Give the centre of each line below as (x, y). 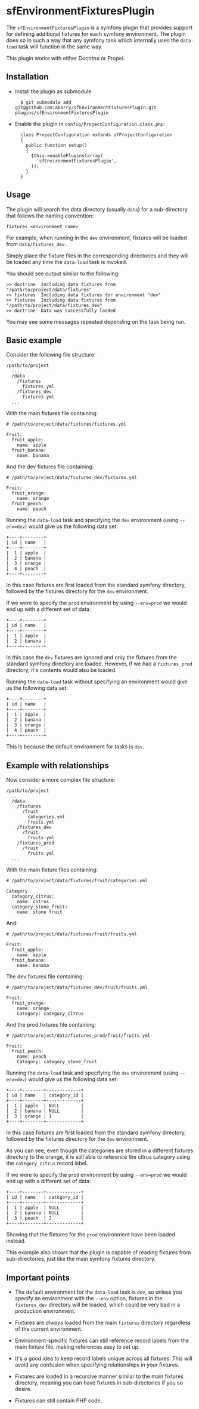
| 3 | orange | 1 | (45, 1116)
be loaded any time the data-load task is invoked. (67, 262)
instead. (16, 1241)
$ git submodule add (46, 102)
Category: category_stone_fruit (57, 1062)
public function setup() (57, 145)
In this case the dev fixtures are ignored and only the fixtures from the (91, 658)
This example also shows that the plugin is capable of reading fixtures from (99, 1253)
